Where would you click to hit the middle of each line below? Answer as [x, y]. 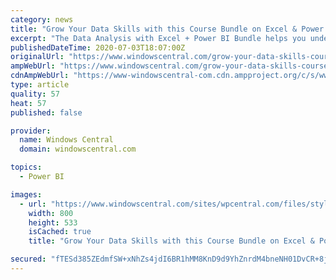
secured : [28, 259]
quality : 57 [35, 94]
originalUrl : [37, 57]
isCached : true [60, 232]
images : [26, 194]
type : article [40, 85]
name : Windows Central [66, 140]
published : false [46, 112]
